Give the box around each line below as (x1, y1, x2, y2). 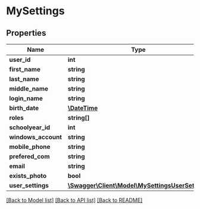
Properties (6, 28, 46, 38)
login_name (9, 94, 43, 102)
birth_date (9, 104, 39, 112)
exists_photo (9, 171, 47, 180)
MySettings (6, 4, 65, 18)
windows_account (9, 133, 62, 141)
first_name (9, 65, 40, 73)
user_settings (9, 182, 49, 189)
